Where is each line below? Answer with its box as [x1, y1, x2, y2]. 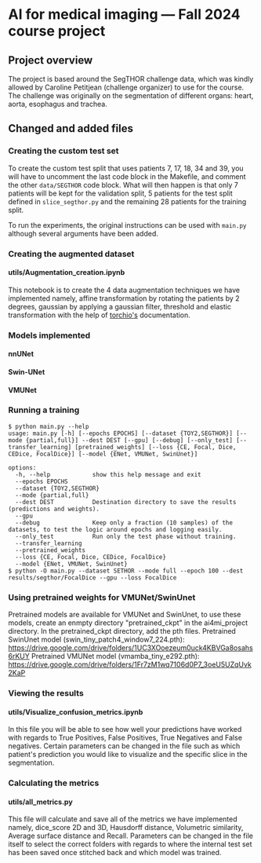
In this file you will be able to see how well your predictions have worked [8, 725, 242, 734]
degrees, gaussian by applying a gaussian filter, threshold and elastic [8, 302, 231, 311]
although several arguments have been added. [8, 229, 159, 238]
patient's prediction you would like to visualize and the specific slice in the [8, 750, 248, 759]
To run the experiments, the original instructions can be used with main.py [8, 220, 247, 229]
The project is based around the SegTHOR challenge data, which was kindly [8, 75, 254, 83]
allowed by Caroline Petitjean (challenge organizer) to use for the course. [8, 82, 245, 92]
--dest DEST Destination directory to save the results [15, 498, 237, 506]
